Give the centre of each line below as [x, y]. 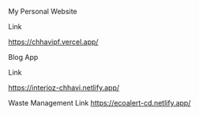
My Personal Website [43, 11]
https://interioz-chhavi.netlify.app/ [64, 87]
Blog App [23, 57]
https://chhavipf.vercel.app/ [53, 42]
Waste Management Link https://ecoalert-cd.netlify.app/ [99, 103]
